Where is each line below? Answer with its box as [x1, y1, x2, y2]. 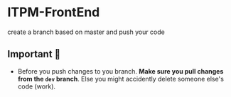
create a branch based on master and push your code [7, 28, 165, 36]
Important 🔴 [7, 48, 61, 60]
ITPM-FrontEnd [7, 4, 100, 21]
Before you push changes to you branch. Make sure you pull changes [17, 67, 224, 75]
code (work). [17, 82, 55, 91]
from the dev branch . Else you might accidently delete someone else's [17, 74, 224, 83]
